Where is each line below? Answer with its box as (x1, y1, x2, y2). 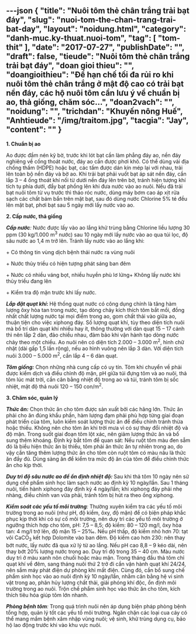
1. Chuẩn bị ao (6, 140, 41, 147)
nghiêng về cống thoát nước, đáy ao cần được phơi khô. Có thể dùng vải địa (6, 157, 189, 165)
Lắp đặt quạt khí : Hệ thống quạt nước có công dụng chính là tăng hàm (6, 300, 177, 307)
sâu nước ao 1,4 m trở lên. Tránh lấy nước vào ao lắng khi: (6, 238, 145, 245)
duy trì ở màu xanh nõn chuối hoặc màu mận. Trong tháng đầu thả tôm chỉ (6, 554, 185, 561)
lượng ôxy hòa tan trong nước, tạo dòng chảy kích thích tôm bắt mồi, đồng (6, 307, 185, 314)
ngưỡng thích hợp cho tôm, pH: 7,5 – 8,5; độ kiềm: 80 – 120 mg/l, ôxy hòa (6, 522, 182, 529)
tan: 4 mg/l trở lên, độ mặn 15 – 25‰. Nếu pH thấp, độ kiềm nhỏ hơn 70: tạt (6, 528, 188, 535)
